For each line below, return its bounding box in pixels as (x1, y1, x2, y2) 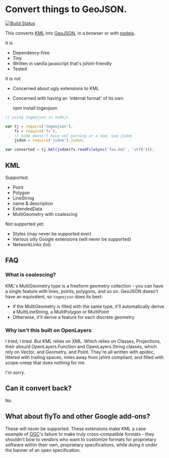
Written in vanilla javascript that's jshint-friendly (12, 60, 112, 66)
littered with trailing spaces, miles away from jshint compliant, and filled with (5, 354, 164, 360)
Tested (12, 66, 27, 72)
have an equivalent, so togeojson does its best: (5, 293, 103, 299)
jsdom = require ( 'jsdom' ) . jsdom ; (14, 138, 85, 143)
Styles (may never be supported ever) (12, 231, 92, 237)
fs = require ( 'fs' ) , (14, 128, 58, 133)
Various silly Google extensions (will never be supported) (12, 236, 132, 242)
